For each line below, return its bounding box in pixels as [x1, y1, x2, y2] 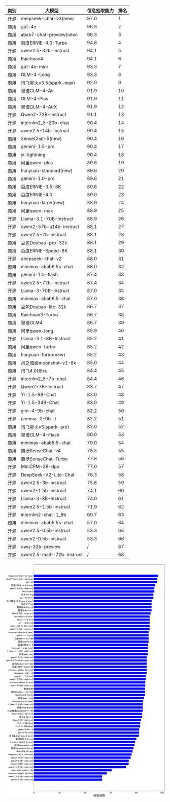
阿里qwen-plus [21, 160, 53, 166]
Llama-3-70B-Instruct [21, 287, 70, 294]
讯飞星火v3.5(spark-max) [21, 80, 75, 86]
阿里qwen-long [21, 327, 53, 334]
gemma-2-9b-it [21, 415, 57, 421]
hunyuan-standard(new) [21, 168, 73, 173]
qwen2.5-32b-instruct [21, 48, 70, 54]
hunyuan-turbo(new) [21, 351, 65, 357]
